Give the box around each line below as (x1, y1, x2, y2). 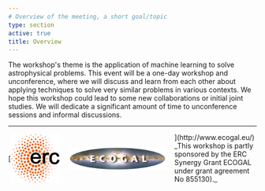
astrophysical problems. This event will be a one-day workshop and (8, 68, 229, 78)
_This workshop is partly (174, 141, 254, 151)
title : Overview (8, 38, 62, 46)
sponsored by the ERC (174, 149, 247, 159)
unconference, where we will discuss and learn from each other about (8, 77, 237, 86)
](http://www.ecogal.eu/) (174, 133, 255, 142)
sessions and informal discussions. (8, 110, 122, 119)
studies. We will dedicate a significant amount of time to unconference (8, 102, 237, 112)
